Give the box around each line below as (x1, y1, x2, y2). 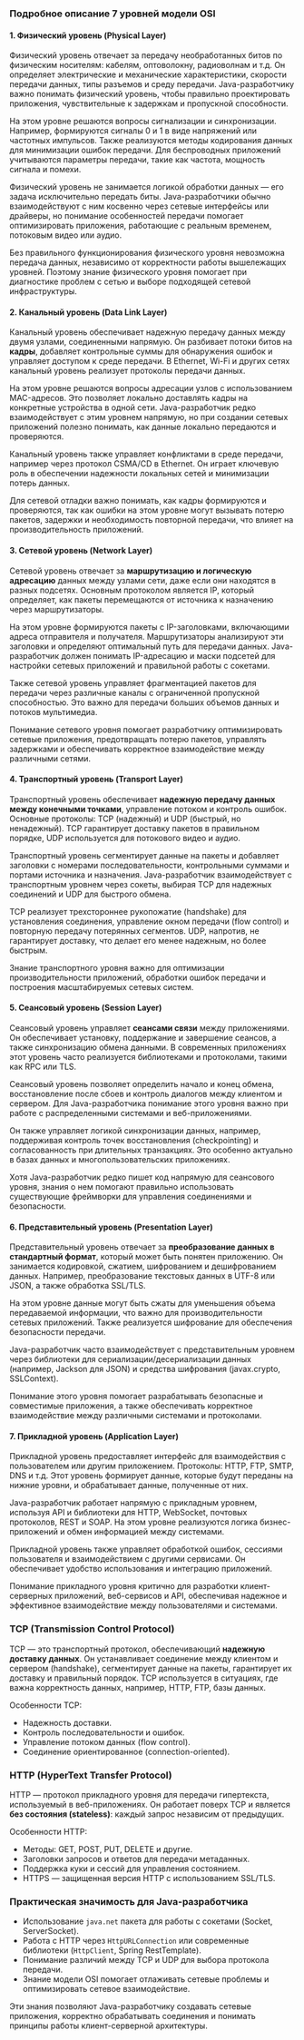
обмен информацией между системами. (66, 1526, 225, 1537)
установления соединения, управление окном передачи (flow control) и (9, 916, 289, 927)
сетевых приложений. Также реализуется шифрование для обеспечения (9, 1317, 293, 1328)
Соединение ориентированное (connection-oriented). (22, 1746, 230, 1757)
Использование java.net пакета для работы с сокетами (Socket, (22, 1916, 273, 1927)
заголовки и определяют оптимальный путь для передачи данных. (9, 641, 270, 652)
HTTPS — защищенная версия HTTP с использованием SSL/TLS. (22, 1872, 276, 1883)
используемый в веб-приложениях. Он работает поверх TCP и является (9, 1799, 290, 1810)
